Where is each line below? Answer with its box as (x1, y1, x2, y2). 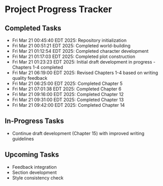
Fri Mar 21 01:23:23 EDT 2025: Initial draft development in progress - (12, 59, 156, 65)
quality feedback (12, 75, 48, 81)
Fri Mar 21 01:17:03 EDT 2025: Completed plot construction (12, 53, 136, 59)
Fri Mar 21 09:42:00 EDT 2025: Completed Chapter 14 (12, 102, 125, 108)
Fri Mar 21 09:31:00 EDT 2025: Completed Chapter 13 (12, 97, 124, 103)
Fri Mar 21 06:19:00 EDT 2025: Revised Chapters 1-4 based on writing (12, 70, 158, 76)
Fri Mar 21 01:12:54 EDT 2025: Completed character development (12, 48, 149, 54)
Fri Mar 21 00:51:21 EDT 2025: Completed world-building (12, 43, 131, 49)
